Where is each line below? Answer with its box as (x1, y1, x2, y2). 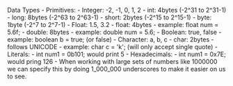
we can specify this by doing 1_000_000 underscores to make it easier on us (7, 65, 226, 73)
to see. (7, 72, 27, 80)
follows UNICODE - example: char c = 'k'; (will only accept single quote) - (7, 43, 218, 51)
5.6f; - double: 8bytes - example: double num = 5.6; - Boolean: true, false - (7, 28, 222, 36)
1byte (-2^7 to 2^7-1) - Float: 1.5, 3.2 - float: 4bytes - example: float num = (7, 21, 219, 28)
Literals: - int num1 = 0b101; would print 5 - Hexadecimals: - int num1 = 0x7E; (7, 50, 226, 58)
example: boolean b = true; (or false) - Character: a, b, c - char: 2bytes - (7, 35, 214, 44)
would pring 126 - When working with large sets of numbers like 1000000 (7, 58, 218, 65)
